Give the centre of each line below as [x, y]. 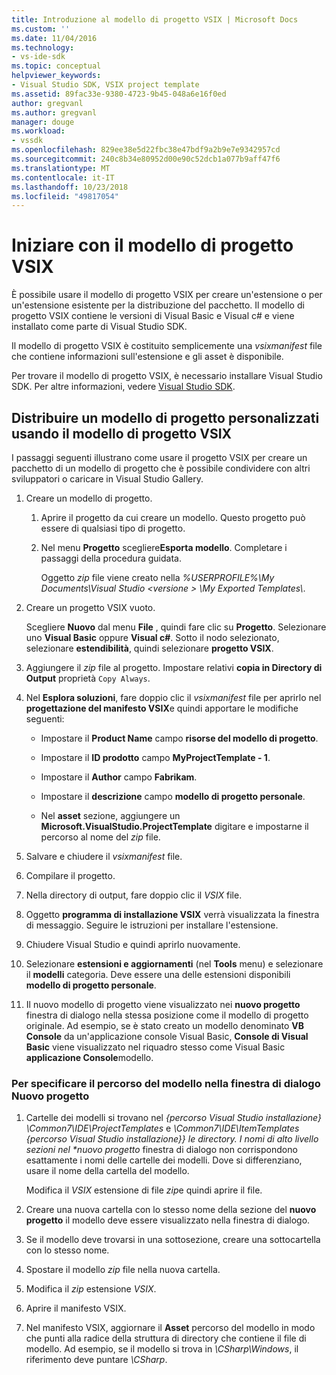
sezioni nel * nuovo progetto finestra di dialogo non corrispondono [161, 1150]
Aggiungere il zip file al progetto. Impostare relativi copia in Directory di [174, 667]
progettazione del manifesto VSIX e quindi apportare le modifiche [162, 708]
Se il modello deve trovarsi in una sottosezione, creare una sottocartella [173, 1240]
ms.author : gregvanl [54, 112]
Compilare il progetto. [70, 875]
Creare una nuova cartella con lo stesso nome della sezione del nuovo [171, 1210]
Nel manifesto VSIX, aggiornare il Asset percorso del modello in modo [170, 1328]
